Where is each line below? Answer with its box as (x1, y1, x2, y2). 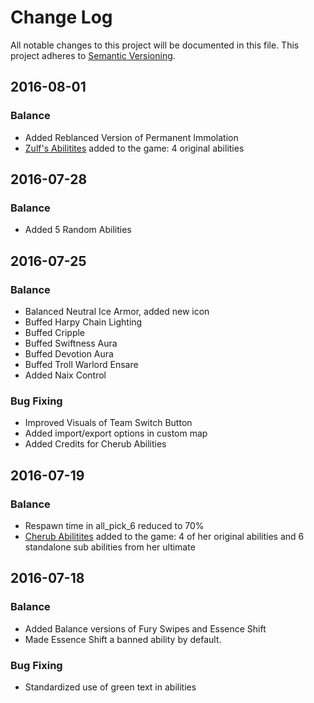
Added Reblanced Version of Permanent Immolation (24, 131, 239, 143)
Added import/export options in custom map (24, 427, 208, 440)
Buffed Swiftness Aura (24, 337, 118, 349)
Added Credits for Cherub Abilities (24, 438, 167, 450)
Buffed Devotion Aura (24, 348, 114, 360)
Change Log (10, 6, 113, 29)
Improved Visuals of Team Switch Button (24, 417, 193, 429)
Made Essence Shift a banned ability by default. (24, 633, 222, 645)
